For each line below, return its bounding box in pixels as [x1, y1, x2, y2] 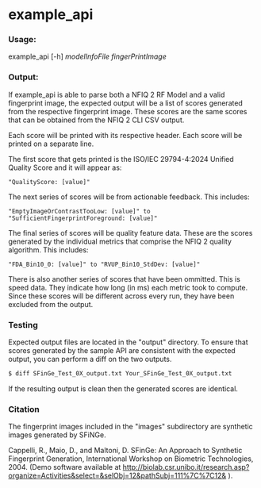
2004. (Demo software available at [8, 463, 121, 472]
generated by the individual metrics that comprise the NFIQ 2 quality [8, 236, 232, 246]
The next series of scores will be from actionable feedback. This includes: [8, 192, 250, 202]
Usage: [8, 34, 37, 45]
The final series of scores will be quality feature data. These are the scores [8, 228, 253, 237]
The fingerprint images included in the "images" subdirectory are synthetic [8, 422, 254, 432]
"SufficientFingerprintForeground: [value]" [8, 214, 158, 222]
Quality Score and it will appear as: [8, 163, 122, 172]
